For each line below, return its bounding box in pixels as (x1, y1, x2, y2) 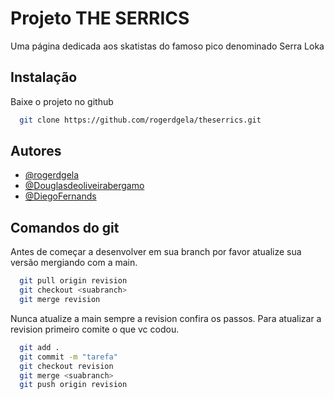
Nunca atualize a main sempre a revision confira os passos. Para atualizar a (10, 312, 322, 324)
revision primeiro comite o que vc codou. (10, 323, 180, 335)
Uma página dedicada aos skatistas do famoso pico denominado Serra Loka (10, 40, 325, 52)
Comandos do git (10, 219, 120, 236)
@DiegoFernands (24, 190, 97, 202)
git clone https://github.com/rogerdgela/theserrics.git (19, 115, 262, 125)
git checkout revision (19, 361, 114, 371)
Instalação (10, 69, 78, 86)
